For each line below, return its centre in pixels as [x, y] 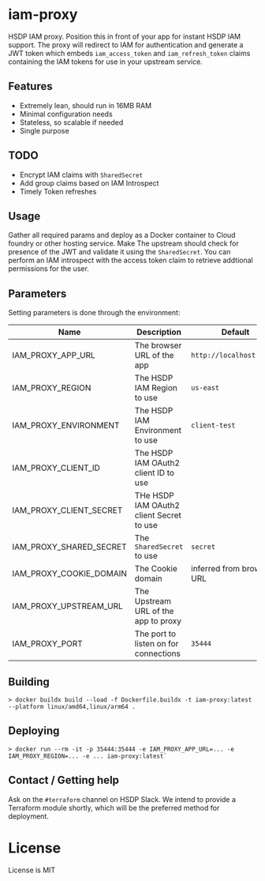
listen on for [157, 644]
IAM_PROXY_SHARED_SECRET [70, 547]
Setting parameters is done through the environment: [94, 313]
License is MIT [32, 870]
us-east [205, 388]
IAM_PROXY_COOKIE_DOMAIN [70, 574]
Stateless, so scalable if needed [71, 122]
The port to [155, 634]
